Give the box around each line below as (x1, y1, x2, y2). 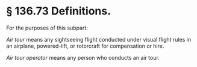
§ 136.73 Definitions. (6, 4, 111, 18)
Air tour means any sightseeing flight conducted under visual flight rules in (6, 36, 192, 43)
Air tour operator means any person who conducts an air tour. (6, 54, 160, 61)
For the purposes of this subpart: (6, 24, 89, 31)
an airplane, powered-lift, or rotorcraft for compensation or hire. (6, 42, 164, 49)
